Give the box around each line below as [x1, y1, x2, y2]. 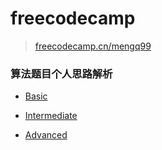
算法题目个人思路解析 [10, 67, 113, 81]
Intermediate [24, 110, 78, 122]
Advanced [24, 129, 68, 141]
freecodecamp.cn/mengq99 [34, 40, 152, 52]
